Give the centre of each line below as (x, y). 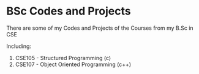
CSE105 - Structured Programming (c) (63, 58)
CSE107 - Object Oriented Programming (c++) (73, 64)
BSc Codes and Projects (69, 11)
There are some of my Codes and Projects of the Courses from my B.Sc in (100, 28)
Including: (19, 46)
